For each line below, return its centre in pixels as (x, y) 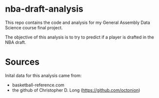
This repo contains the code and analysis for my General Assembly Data (78, 22)
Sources (22, 62)
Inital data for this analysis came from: (43, 75)
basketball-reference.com (38, 85)
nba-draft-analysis (44, 9)
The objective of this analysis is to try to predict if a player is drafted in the (80, 37)
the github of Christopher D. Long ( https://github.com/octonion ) (76, 90)
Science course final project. (34, 27)
